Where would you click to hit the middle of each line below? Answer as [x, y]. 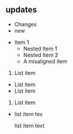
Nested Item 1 [40, 48]
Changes [25, 24]
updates [21, 10]
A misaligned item [45, 61]
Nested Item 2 [41, 55]
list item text [29, 126]
